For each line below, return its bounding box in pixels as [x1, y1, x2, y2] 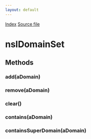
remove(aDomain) [5, 87, 50, 94]
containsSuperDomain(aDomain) [5, 127, 87, 134]
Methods [5, 58, 34, 67]
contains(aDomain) [5, 113, 53, 120]
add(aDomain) [5, 73, 41, 80]
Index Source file [5, 21, 40, 27]
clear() [5, 100, 22, 107]
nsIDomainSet [5, 38, 65, 50]
